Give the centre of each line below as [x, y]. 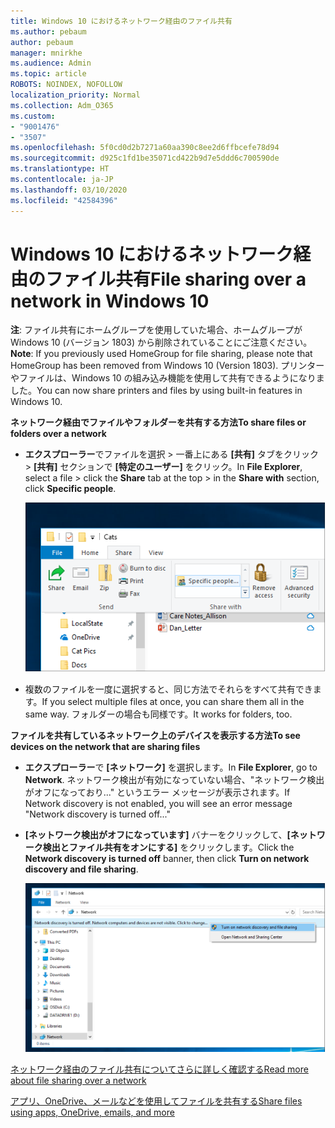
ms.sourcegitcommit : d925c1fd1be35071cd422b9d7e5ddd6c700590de [145, 158]
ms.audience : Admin [51, 63]
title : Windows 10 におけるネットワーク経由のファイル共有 [121, 21]
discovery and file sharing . [81, 869]
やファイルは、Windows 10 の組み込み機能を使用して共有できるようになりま [167, 378]
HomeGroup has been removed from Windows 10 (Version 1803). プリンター [167, 366]
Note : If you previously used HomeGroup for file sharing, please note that [161, 354]
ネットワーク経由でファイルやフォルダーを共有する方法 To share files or [158, 422]
